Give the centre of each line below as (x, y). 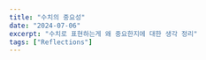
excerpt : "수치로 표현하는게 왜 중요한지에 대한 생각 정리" (103, 34)
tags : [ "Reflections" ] (51, 42)
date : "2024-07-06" (45, 26)
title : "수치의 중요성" (47, 17)
